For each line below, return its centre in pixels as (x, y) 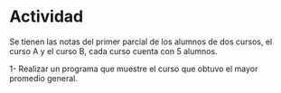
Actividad (47, 17)
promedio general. (44, 78)
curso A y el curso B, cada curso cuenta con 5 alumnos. (114, 51)
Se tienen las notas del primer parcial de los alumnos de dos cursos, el (141, 42)
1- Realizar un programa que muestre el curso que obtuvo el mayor (134, 69)
